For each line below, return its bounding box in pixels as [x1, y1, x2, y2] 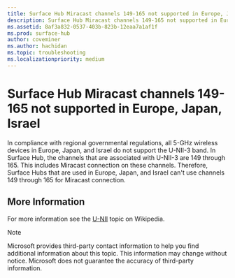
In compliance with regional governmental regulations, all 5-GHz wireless [7, 138, 218, 147]
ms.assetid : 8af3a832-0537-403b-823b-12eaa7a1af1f [7, 23, 158, 30]
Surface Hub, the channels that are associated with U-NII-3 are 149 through [7, 153, 226, 161]
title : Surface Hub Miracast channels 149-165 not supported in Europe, [7, 10, 224, 17]
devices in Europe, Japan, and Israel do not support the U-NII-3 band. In [7, 146, 216, 154]
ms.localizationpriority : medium [7, 56, 105, 63]
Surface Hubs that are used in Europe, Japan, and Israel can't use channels [7, 168, 225, 177]
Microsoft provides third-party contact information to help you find [7, 242, 199, 250]
